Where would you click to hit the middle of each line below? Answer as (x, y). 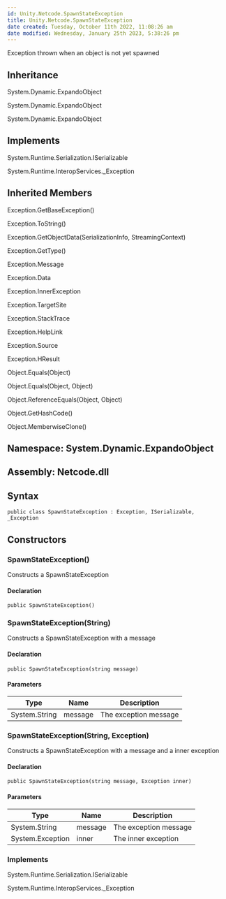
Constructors (37, 540)
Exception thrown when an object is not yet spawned (83, 53)
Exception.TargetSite (37, 305)
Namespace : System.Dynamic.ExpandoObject (111, 449)
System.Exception (40, 838)
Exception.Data (29, 277)
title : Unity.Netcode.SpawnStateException (70, 20)
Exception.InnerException (44, 291)
